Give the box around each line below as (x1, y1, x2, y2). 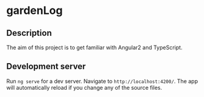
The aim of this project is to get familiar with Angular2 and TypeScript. (6, 44, 183, 51)
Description (6, 28, 52, 38)
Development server (6, 61, 86, 72)
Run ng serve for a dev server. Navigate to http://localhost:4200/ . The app (6, 77, 199, 85)
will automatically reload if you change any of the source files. (6, 84, 162, 91)
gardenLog (6, 4, 63, 18)
